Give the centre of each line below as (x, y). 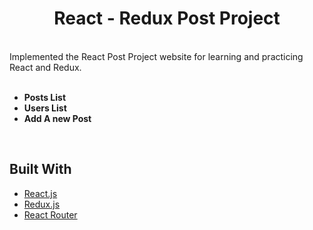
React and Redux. (45, 67)
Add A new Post (57, 118)
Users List (45, 108)
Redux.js (42, 204)
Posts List (45, 97)
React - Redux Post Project (167, 18)
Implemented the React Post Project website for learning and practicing (156, 56)
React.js (40, 193)
